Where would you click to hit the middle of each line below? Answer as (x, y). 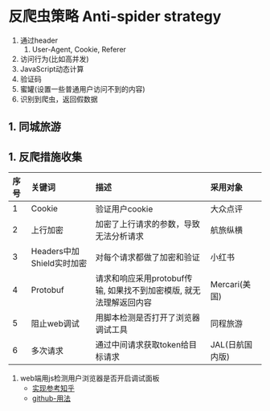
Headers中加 (55, 252)
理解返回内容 (128, 302)
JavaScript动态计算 (52, 68)
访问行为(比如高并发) (55, 59)
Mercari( (227, 285)
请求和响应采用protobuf (140, 278)
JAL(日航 (227, 345)
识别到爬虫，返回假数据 (59, 99)
